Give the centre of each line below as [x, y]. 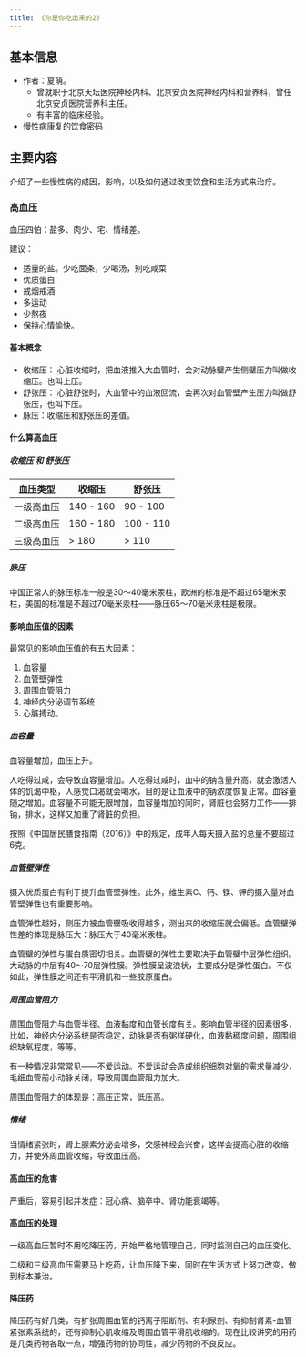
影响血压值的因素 [41, 626]
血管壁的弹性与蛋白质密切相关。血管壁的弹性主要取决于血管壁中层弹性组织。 [153, 954]
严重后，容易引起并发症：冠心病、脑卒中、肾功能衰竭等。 [117, 1200]
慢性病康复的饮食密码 [62, 126]
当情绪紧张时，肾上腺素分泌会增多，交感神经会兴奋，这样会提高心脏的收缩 [149, 1144]
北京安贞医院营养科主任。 [84, 104]
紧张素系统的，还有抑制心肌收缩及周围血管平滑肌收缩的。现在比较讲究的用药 [153, 1331]
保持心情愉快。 [51, 325]
